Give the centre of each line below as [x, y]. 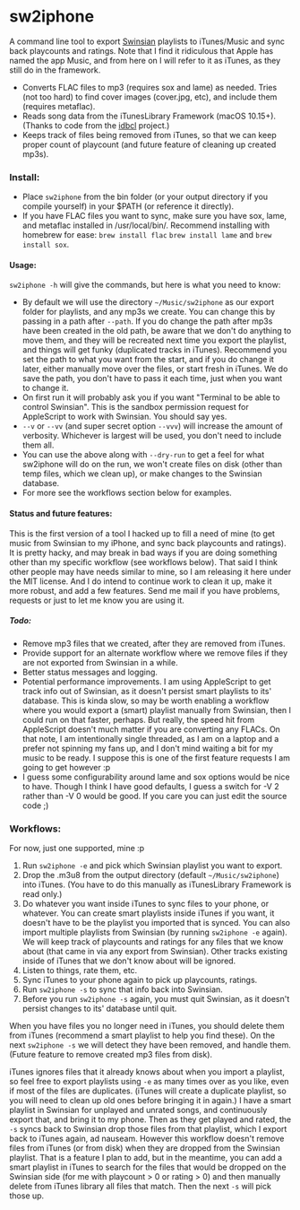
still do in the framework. [55, 70]
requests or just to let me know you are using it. [97, 600]
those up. [27, 1196]
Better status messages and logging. [90, 672]
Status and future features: [61, 514]
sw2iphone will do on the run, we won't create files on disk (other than [152, 465]
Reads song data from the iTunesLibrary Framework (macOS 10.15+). [149, 116]
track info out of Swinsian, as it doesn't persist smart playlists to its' [147, 691]
